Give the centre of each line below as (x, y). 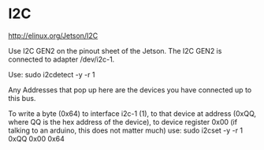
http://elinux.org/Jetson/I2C (53, 36)
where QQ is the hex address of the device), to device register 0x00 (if (123, 122)
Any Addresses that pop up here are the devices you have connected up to (130, 90)
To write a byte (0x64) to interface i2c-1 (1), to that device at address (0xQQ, (132, 113)
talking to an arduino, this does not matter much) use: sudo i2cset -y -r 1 (125, 130)
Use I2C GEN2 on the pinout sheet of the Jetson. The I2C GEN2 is (115, 51)
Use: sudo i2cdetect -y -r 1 (52, 74)
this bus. (22, 98)
